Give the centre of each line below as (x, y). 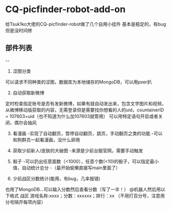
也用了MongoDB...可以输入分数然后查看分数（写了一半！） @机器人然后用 (83, 189)
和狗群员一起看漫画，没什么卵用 (46, 140)
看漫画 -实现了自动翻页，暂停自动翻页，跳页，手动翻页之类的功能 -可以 (88, 133)
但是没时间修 (19, 30)
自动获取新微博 (28, 93)
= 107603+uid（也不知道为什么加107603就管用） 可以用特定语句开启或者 (82, 116)
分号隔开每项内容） (26, 202)
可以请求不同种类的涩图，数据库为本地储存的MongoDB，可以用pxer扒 (79, 82)
